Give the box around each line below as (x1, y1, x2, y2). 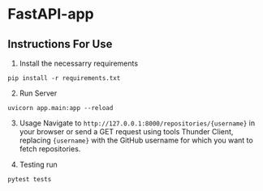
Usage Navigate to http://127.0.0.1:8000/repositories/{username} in (19, 118, 256, 128)
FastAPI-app (7, 5, 94, 23)
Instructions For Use (7, 37, 113, 51)
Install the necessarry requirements (19, 58, 139, 68)
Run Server (19, 88, 58, 98)
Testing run (19, 159, 58, 169)
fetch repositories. (19, 144, 81, 154)
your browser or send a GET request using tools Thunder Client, (19, 127, 234, 136)
